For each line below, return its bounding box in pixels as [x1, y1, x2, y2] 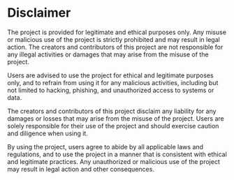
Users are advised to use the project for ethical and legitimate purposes [7, 71, 214, 80]
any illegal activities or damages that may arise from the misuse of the [7, 50, 209, 59]
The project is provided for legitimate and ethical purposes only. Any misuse [7, 28, 227, 36]
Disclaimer [7, 5, 71, 21]
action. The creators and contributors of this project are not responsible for [7, 43, 224, 51]
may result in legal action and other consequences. [7, 165, 155, 173]
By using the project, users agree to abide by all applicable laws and [7, 142, 204, 151]
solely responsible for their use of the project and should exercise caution [7, 121, 219, 130]
